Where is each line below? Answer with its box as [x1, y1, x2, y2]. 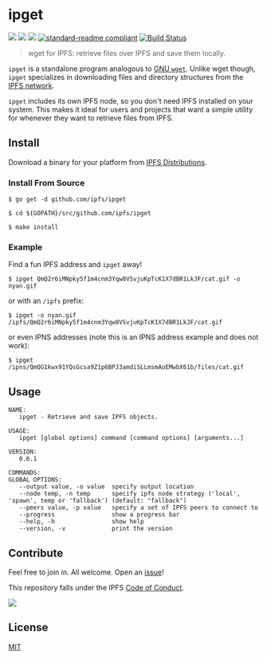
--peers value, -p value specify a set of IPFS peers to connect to [18, 504, 259, 512]
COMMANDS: [8, 469, 41, 477]
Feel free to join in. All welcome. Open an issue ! [8, 567, 164, 577]
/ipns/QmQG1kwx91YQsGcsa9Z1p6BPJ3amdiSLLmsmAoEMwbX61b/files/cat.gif [8, 363, 245, 371]
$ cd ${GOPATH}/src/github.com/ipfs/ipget [8, 210, 151, 218]
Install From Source [8, 177, 85, 188]
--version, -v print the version [18, 524, 173, 533]
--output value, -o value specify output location [18, 483, 194, 491]
